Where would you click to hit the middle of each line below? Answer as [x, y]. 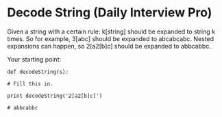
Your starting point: [34, 59]
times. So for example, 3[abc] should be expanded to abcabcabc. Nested [111, 38]
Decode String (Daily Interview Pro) [110, 13]
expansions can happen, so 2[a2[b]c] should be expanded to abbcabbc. [109, 46]
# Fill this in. [30, 83]
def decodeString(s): [38, 72]
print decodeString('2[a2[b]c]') [55, 96]
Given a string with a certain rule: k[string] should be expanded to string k [111, 31]
